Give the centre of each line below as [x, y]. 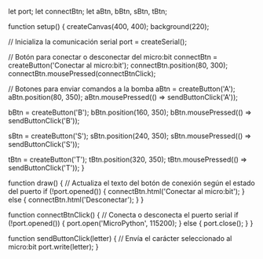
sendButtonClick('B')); [44, 120]
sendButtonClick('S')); [44, 144]
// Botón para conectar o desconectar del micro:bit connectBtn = [113, 57]
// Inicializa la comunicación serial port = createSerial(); [97, 42]
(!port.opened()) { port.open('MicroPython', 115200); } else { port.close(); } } [131, 223]
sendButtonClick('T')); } [46, 168]
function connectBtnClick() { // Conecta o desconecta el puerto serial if [123, 215]
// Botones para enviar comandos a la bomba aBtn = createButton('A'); [122, 89]
